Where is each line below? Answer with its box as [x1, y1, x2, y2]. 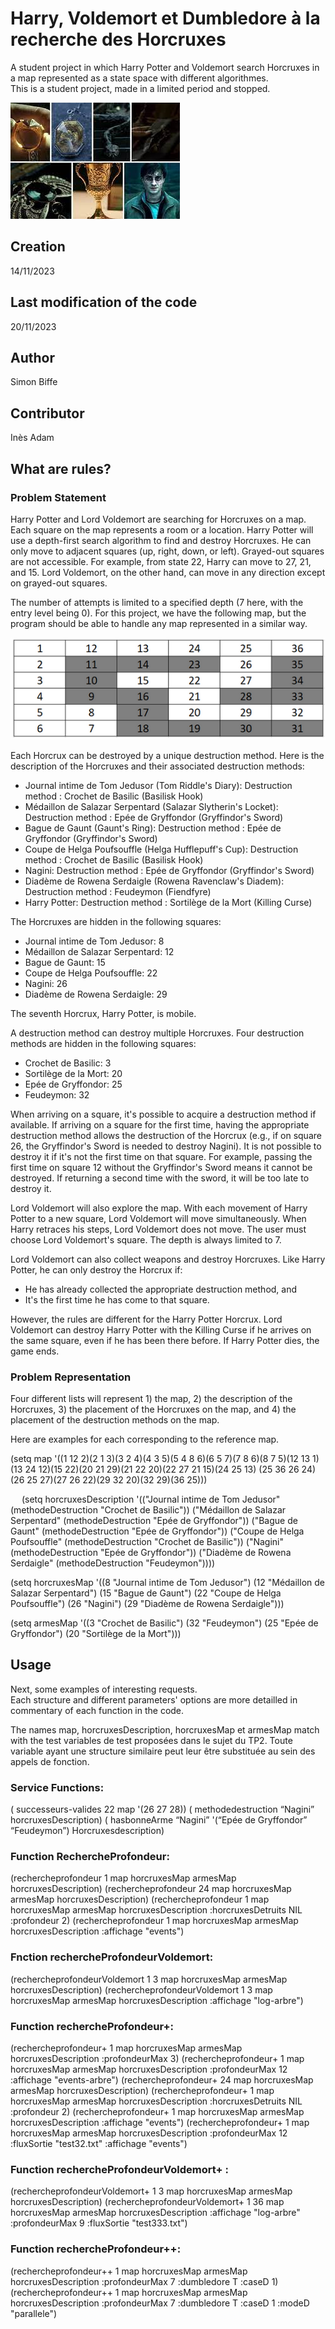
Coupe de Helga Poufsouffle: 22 [24, 967, 158, 979]
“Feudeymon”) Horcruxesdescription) [10, 1825, 165, 1837]
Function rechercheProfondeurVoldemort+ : [10, 2162, 229, 2176]
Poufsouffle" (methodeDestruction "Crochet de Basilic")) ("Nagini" [10, 1535, 285, 1547]
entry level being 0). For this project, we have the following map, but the [10, 607, 307, 619]
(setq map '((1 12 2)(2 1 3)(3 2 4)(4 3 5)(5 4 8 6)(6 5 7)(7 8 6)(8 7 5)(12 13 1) [10, 1452, 320, 1464]
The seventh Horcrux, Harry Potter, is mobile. [10, 1007, 197, 1019]
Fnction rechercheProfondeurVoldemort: [10, 1950, 214, 1964]
